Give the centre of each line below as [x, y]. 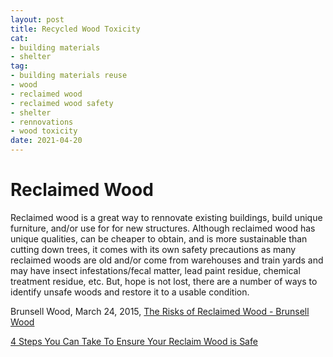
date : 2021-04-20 [46, 141]
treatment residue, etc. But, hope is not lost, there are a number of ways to [164, 281]
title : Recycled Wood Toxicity [75, 29]
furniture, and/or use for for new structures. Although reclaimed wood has [163, 228]
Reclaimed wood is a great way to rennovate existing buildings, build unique [166, 217]
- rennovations [42, 122]
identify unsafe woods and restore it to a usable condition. [130, 292]
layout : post [37, 19]
